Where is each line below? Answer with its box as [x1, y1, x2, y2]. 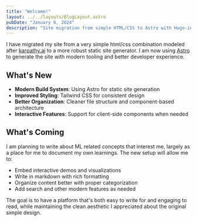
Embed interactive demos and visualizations [14, 166, 121, 174]
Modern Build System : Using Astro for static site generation [14, 86, 160, 93]
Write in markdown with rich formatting [14, 173, 110, 180]
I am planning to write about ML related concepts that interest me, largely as [6, 143, 191, 150]
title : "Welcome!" [6, 8, 51, 15]
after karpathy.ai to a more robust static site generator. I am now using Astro [6, 47, 190, 54]
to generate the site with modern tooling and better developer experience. [6, 53, 185, 60]
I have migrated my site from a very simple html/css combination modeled [6, 41, 185, 48]
